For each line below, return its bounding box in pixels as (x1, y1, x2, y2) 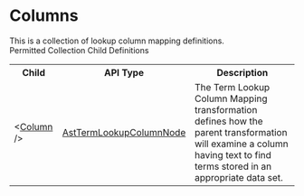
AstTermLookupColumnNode (62, 126, 186, 138)
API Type (103, 66, 145, 79)
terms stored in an (194, 160, 272, 173)
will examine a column (194, 137, 289, 150)
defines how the (194, 115, 264, 127)
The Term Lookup (194, 80, 271, 93)
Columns (9, 5, 79, 26)
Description (216, 66, 269, 79)
